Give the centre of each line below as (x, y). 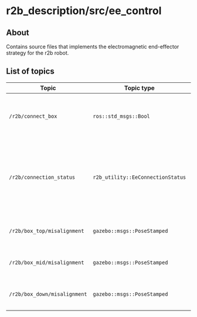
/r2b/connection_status (42, 177)
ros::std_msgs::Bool (122, 116)
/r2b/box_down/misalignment (48, 294)
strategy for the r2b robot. (38, 53)
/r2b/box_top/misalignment (47, 231)
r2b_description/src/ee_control (84, 11)
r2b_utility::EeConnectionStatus (140, 177)
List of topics (30, 71)
